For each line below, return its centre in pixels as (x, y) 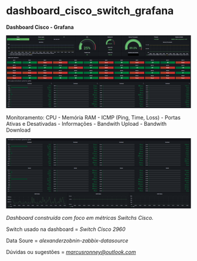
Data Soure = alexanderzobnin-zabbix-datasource (67, 241)
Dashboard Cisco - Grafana (40, 27)
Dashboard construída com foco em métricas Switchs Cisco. (80, 218)
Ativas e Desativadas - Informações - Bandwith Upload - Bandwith (86, 124)
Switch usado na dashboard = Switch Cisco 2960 (66, 229)
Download (18, 130)
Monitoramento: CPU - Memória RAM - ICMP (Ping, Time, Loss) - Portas (93, 118)
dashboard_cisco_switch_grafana (90, 11)
